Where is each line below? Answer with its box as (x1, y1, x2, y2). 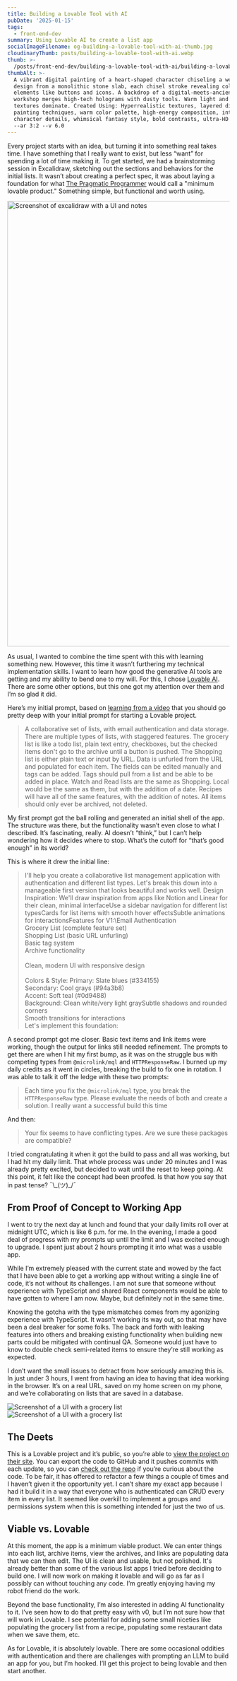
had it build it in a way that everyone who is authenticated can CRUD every (7, 1487, 224, 1496)
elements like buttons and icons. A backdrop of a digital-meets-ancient (13, 89, 235, 96)
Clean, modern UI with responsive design (24, 961, 145, 970)
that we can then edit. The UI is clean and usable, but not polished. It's (7, 1557, 212, 1565)
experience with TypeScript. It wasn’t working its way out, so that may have (7, 1315, 227, 1324)
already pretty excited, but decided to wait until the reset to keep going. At (7, 1165, 224, 1173)
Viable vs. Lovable (7, 1523, 90, 1535)
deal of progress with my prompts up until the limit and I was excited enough (7, 1235, 230, 1244)
